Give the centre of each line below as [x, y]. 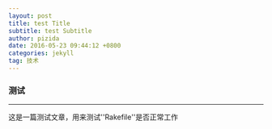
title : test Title [39, 23]
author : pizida [34, 38]
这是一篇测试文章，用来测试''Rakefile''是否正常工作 [93, 117]
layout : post [30, 16]
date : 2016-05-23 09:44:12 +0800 [65, 46]
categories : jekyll [41, 53]
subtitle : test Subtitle [50, 31]
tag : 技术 [23, 61]
